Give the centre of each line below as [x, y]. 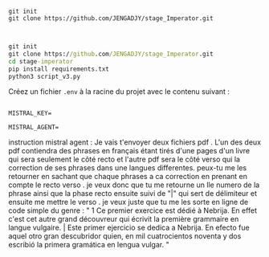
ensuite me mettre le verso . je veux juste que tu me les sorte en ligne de [128, 202]
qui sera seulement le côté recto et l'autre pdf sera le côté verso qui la [124, 159]
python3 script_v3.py [45, 76]
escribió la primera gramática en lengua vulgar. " [89, 245]
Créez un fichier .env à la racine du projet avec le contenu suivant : [119, 92]
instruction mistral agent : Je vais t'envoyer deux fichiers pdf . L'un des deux [135, 142]
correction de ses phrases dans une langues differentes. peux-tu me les [128, 168]
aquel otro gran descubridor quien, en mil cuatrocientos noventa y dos [125, 236]
